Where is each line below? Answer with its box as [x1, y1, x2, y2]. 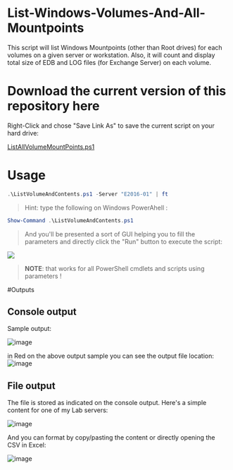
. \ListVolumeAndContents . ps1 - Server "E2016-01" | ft [7, 191, 169, 198]
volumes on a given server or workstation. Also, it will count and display [7, 51, 215, 59]
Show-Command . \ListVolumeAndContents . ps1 [7, 217, 134, 224]
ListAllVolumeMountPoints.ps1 [7, 143, 95, 151]
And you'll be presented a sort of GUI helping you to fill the [24, 229, 196, 238]
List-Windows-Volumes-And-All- [7, 5, 206, 21]
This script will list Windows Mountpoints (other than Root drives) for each [7, 43, 223, 52]
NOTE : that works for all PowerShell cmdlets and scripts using [24, 264, 205, 272]
